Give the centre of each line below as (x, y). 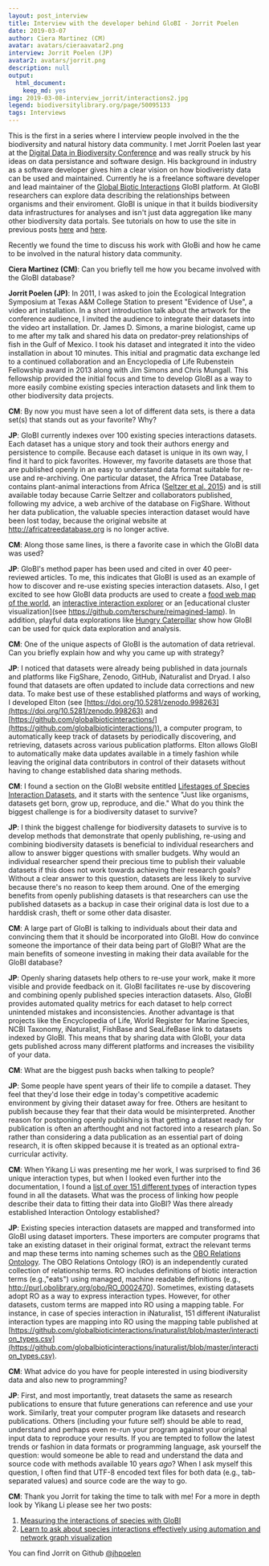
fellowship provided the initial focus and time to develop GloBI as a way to (130, 379)
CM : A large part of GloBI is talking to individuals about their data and (123, 928)
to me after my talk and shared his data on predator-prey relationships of (128, 336)
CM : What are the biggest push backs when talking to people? (112, 1070)
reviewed (24, 577)
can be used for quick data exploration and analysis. (95, 628)
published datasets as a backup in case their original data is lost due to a (129, 904)
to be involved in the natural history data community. (95, 253)
